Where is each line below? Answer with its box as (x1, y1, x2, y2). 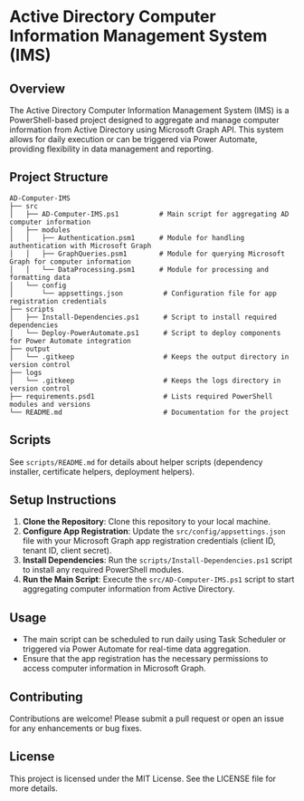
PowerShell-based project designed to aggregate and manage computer (9, 115, 280, 125)
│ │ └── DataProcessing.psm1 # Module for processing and (9, 265, 270, 274)
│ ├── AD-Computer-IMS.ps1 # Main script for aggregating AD (9, 209, 290, 218)
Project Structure (9, 169, 109, 185)
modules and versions (9, 400, 91, 409)
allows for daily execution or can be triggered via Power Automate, (9, 134, 258, 144)
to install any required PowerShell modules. (22, 565, 185, 575)
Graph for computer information (9, 256, 131, 266)
